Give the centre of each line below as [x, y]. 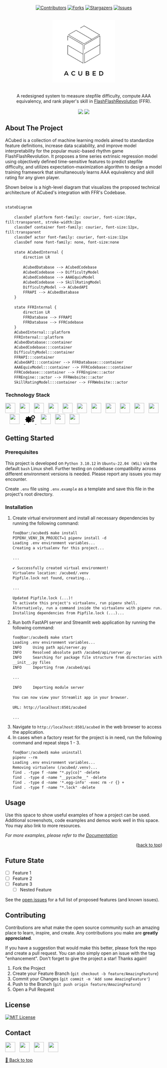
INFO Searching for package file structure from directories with [87, 658]
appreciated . [19, 938]
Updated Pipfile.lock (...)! [43, 598]
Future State [25, 861]
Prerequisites [22, 452]
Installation [19, 507]
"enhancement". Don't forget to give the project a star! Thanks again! [76, 958]
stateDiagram [19, 207]
